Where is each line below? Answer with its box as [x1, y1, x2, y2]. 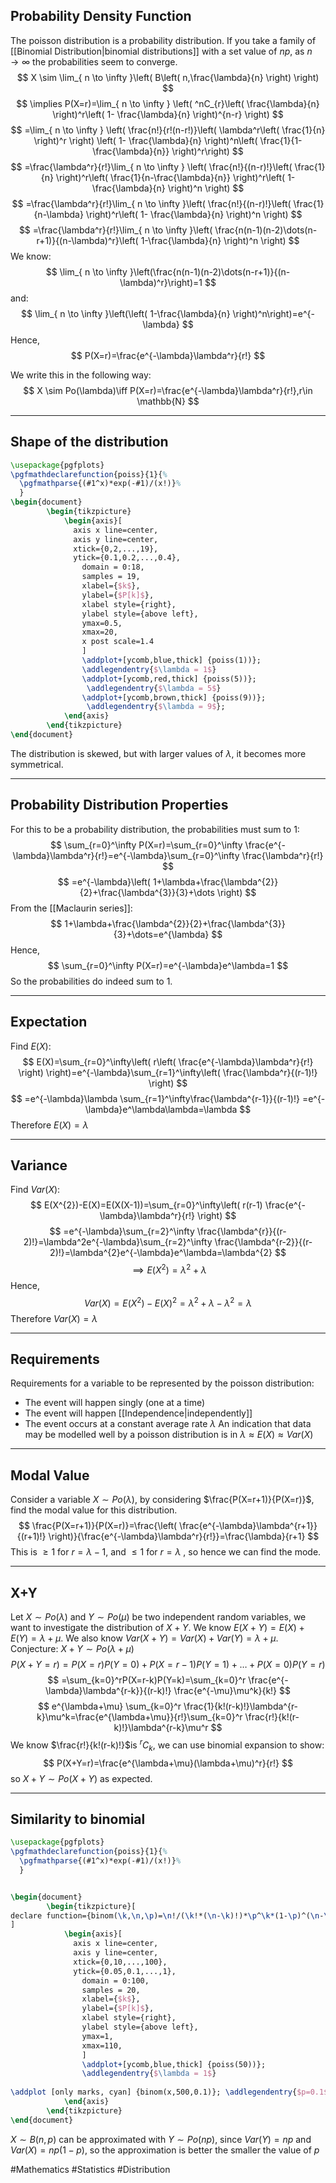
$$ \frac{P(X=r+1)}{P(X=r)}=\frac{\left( [18, 1520, 178, 1532]
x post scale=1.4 [81, 637, 155, 647]
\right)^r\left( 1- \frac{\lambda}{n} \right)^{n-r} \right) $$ [52, 108, 284, 120]
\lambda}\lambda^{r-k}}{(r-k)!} [45, 1685, 172, 1697]
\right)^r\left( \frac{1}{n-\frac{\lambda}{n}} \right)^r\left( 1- [55, 171, 296, 183]
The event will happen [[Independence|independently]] [24, 1407, 253, 1419]
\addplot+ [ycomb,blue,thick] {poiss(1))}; [81, 655, 262, 665]
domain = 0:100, [81, 1975, 150, 1986]
